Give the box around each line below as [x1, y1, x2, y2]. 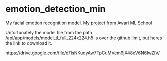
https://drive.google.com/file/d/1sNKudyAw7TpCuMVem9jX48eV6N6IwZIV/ [5, 50, 160, 56]
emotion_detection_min [5, 3, 106, 15]
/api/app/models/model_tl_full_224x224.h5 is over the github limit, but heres [5, 35, 162, 41]
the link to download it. [5, 40, 53, 46]
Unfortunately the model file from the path [5, 29, 93, 35]
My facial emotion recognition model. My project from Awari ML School [5, 20, 152, 26]
